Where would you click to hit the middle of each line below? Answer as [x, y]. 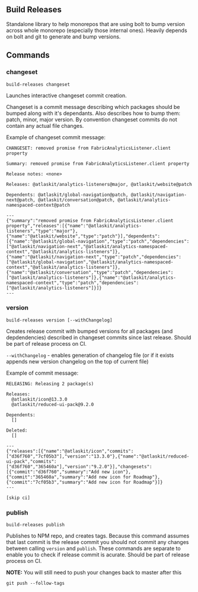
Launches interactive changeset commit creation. [67, 95]
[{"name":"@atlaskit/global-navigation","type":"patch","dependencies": [98, 241]
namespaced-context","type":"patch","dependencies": [73, 283]
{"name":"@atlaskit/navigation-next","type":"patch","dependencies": [94, 257]
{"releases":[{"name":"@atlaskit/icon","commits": [70, 451]
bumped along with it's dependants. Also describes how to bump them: [93, 113]
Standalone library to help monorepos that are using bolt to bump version [96, 24]
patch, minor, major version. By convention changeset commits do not [92, 119]
